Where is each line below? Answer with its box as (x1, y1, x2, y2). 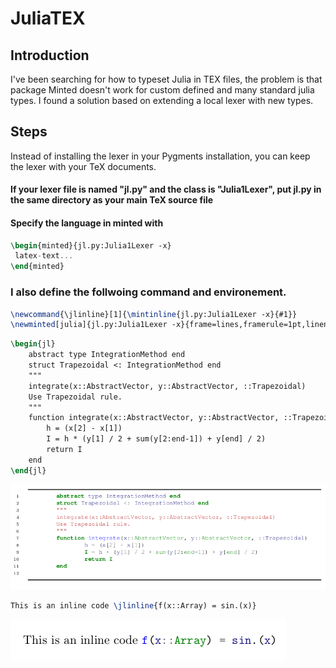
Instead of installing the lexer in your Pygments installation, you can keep (10, 150, 311, 162)
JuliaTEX (10, 7, 86, 30)
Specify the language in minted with (10, 217, 164, 229)
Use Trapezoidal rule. (28, 392, 123, 402)
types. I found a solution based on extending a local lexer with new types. (10, 95, 314, 106)
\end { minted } (10, 262, 65, 272)
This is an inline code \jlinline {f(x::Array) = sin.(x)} (10, 601, 257, 611)
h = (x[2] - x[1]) (46, 423, 123, 434)
